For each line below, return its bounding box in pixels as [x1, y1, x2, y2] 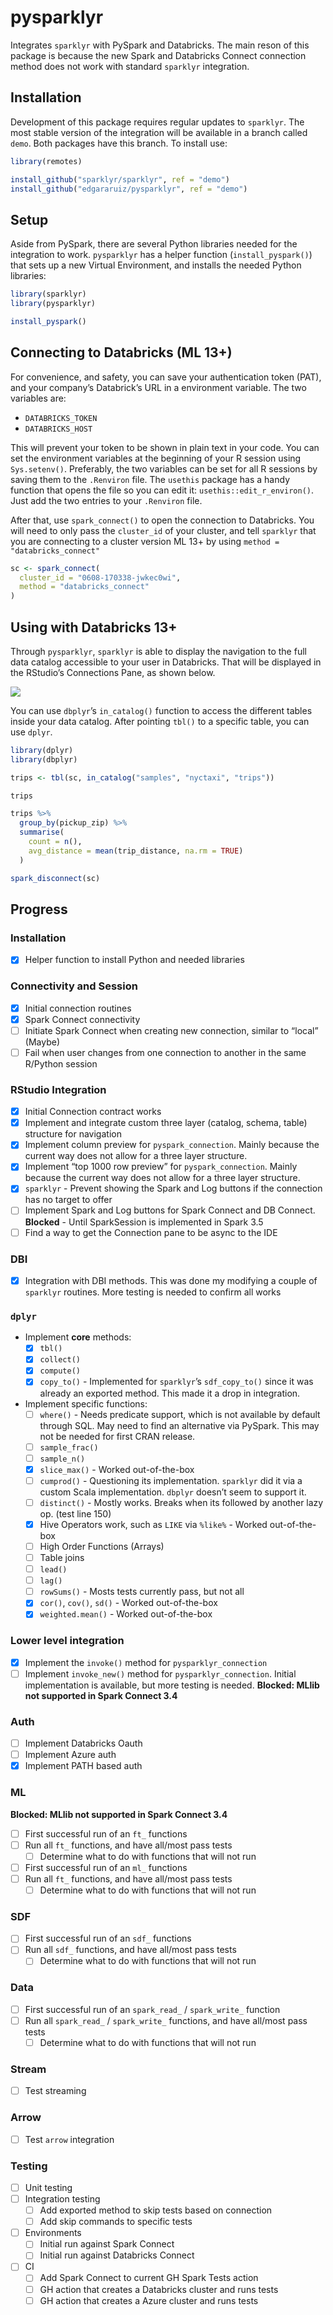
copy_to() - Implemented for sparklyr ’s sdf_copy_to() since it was [39, 1376, 314, 1388]
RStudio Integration [10, 1082, 107, 1096]
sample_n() [39, 1454, 86, 1464]
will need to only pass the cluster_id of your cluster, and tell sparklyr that [10, 524, 317, 536]
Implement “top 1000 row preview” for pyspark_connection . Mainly [24, 1161, 298, 1173]
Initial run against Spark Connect [39, 2238, 175, 2250]
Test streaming [24, 2085, 87, 2097]
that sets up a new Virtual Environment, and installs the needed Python [10, 259, 302, 271]
